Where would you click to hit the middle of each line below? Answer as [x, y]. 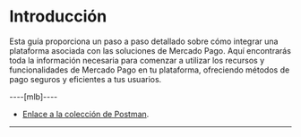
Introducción [58, 17]
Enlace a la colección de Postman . [86, 114]
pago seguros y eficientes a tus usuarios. [86, 79]
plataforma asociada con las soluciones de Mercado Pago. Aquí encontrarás [150, 50]
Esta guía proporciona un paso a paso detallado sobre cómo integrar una [144, 41]
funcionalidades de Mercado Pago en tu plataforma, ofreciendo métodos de [150, 70]
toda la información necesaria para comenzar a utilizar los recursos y [137, 60]
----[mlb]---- [34, 97]
